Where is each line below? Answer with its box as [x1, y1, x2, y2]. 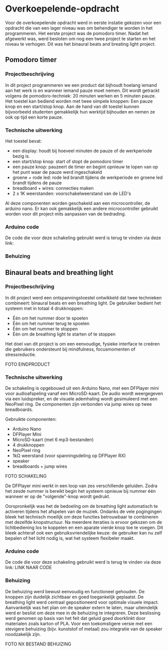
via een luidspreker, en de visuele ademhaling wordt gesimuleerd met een [5, 396, 158, 402]
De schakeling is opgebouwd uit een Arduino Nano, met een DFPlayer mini [5, 385, 159, 391]
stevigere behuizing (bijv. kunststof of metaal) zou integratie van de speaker [5, 626, 162, 632]
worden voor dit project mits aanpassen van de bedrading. [5, 210, 126, 216]
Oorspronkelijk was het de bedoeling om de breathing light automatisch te [5, 503, 158, 509]
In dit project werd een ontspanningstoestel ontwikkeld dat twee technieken [5, 294, 162, 300]
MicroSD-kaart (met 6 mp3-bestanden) [12, 437, 94, 443]
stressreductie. [5, 351, 37, 357]
